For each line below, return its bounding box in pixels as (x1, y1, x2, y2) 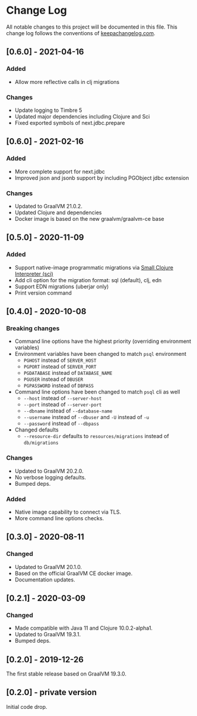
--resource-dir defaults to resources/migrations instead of (23, 433, 169, 440)
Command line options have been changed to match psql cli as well (14, 388, 180, 396)
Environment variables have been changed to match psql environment (14, 351, 187, 358)
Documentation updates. (14, 576, 75, 583)
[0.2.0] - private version (6, 687, 97, 698)
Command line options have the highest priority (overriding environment (14, 337, 192, 345)
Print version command (14, 289, 72, 296)
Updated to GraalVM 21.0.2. (14, 202, 83, 210)
